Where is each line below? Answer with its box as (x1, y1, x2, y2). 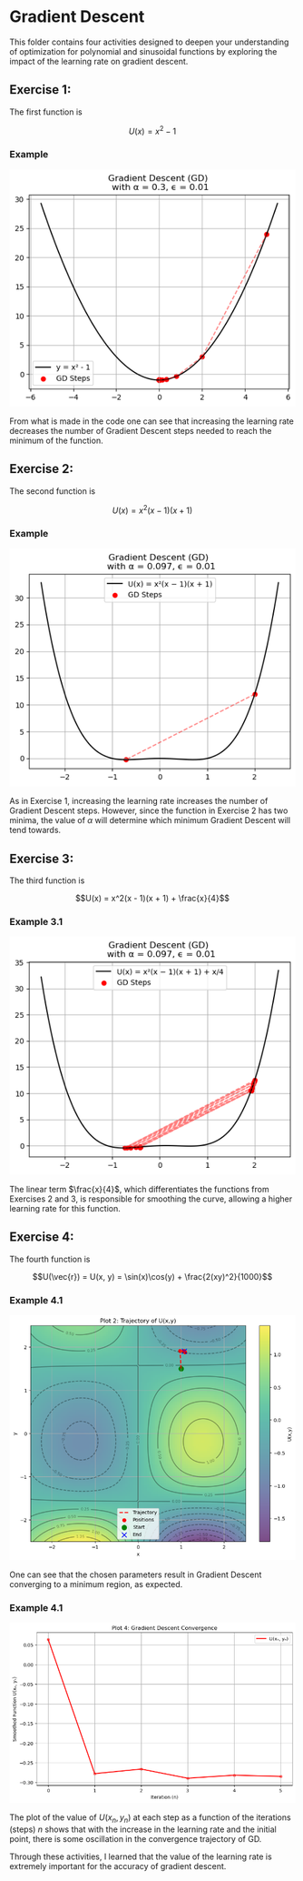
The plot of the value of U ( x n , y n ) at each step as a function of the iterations (9, 1812, 292, 1825)
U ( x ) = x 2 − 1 (128, 124, 177, 136)
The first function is (9, 106, 83, 117)
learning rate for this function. (9, 1202, 121, 1213)
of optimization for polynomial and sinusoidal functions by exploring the (9, 45, 278, 56)
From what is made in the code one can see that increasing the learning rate (9, 416, 295, 427)
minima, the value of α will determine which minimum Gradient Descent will (9, 815, 291, 826)
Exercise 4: (9, 1230, 74, 1245)
